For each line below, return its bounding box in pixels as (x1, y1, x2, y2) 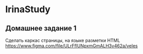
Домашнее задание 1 (5, 24, 77, 33)
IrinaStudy (5, 4, 51, 15)
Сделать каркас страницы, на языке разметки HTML (5, 37, 121, 43)
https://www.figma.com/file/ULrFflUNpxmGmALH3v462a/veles (5, 43, 138, 49)
